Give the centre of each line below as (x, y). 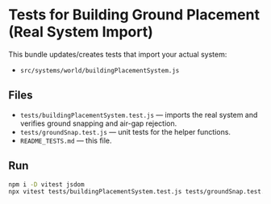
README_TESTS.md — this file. (66, 140)
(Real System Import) (81, 32)
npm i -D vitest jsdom (46, 184)
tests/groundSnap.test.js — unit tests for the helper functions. (125, 131)
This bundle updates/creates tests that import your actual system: (118, 54)
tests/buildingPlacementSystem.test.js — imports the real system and (139, 114)
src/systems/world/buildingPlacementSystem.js (100, 70)
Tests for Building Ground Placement (134, 15)
